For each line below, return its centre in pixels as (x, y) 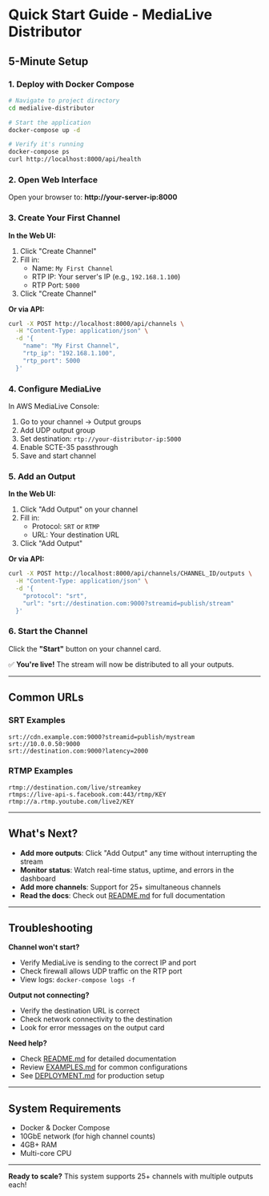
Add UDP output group (58, 431)
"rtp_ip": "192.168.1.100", (69, 354)
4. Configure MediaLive (55, 388)
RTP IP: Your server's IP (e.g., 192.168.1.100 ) (106, 276)
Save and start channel (58, 456)
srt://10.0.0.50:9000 (44, 744)
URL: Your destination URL (76, 535)
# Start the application (50, 122)
